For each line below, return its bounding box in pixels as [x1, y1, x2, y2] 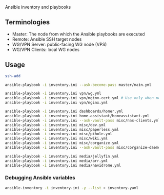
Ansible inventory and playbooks [5, 4, 71, 10]
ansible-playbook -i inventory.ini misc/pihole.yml [5, 131, 112, 137]
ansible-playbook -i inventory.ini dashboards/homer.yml [5, 109, 123, 114]
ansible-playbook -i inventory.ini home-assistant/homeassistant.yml [5, 113, 150, 118]
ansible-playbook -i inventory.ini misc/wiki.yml [5, 136, 108, 141]
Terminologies [5, 18, 50, 26]
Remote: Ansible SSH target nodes [12, 36, 82, 42]
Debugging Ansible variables [5, 175, 76, 181]
